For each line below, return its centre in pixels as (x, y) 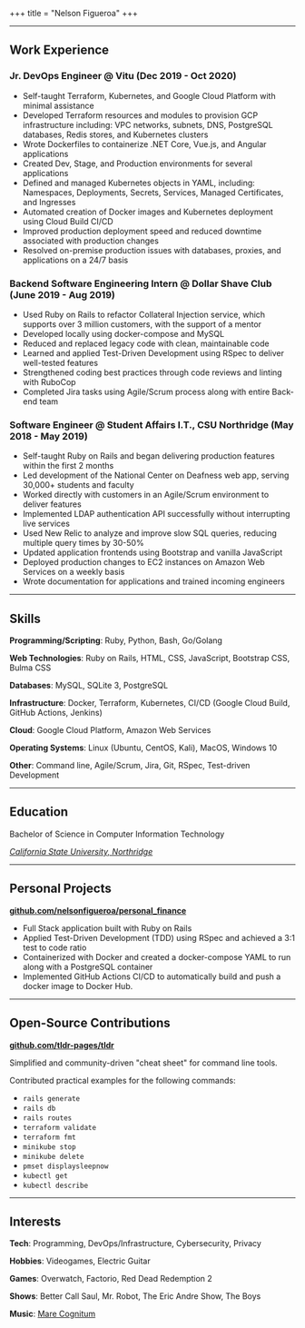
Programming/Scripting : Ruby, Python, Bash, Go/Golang (116, 640)
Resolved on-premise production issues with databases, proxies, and (152, 250)
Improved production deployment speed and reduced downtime (142, 231)
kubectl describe (55, 1185)
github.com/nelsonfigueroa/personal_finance (98, 910)
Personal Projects (60, 889)
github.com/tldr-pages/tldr (62, 1045)
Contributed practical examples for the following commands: (123, 1080)
